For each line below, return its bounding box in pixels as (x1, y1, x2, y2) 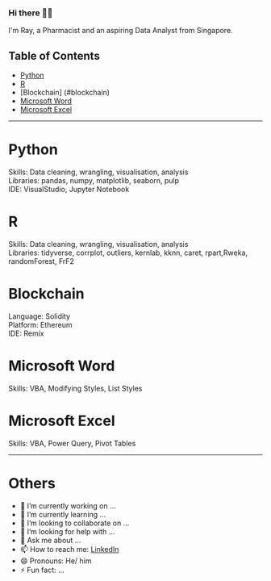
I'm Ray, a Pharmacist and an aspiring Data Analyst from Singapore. (8, 26, 233, 36)
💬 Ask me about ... (19, 535, 81, 545)
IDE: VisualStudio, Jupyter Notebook (8, 185, 130, 194)
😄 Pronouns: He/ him (19, 556, 92, 566)
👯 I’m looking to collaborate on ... (19, 518, 130, 528)
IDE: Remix (8, 328, 44, 338)
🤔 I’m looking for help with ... (19, 526, 115, 536)
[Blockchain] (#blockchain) (19, 88, 110, 98)
